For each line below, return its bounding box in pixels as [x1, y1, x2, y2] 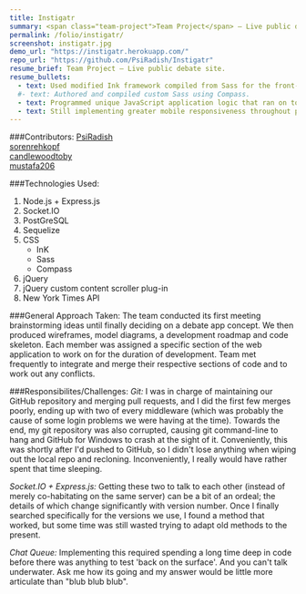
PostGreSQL [22, 215, 70, 226]
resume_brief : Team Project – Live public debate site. [9, 65, 226, 74]
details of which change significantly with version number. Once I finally [9, 500, 280, 511]
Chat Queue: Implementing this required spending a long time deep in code [9, 548, 292, 558]
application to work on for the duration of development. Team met [9, 349, 257, 360]
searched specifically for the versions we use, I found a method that [9, 510, 265, 521]
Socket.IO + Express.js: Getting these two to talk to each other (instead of [9, 481, 286, 492]
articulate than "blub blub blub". [9, 576, 129, 588]
